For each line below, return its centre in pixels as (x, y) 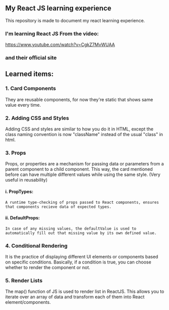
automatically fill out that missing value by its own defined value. (81, 233)
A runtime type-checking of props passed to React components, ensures (82, 202)
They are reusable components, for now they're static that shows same (79, 99)
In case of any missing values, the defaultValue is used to (71, 229)
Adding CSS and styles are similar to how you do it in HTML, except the (79, 129)
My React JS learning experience (59, 8)
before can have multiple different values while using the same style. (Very (83, 174)
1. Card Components (31, 88)
